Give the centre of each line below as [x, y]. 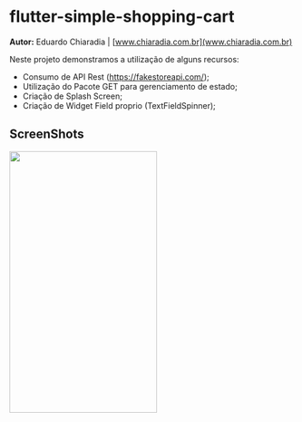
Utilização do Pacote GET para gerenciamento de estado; [130, 86]
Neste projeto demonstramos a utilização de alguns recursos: [124, 59]
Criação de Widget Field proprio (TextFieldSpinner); [119, 105]
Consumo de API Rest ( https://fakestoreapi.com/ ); [116, 77]
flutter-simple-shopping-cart [122, 17]
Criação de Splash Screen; [72, 96]
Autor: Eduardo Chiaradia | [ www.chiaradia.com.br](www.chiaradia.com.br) [151, 42]
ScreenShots [47, 134]
